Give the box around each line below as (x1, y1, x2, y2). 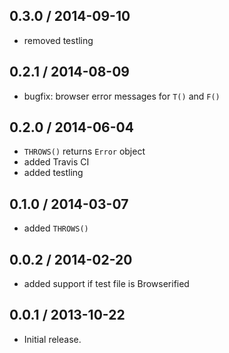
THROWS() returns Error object (23, 145, 146, 158)
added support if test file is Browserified (23, 278, 190, 290)
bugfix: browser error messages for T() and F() (23, 90, 221, 102)
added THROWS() (23, 222, 89, 234)
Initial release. (23, 333, 82, 345)
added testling (23, 167, 84, 179)
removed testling (23, 34, 94, 46)
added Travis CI (23, 156, 90, 168)
